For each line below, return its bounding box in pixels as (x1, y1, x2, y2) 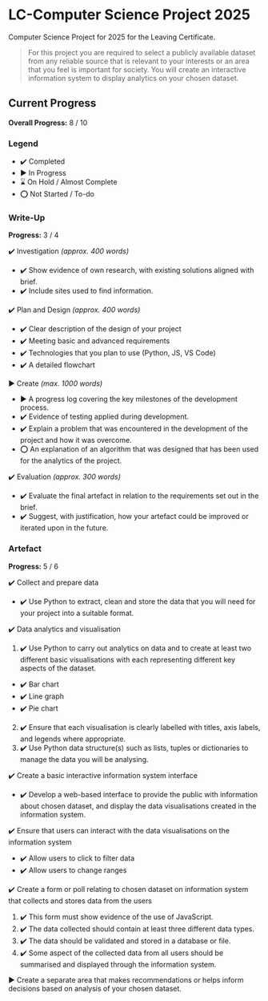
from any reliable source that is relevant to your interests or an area (27, 56, 250, 66)
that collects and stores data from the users (8, 896, 152, 906)
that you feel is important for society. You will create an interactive (27, 64, 246, 74)
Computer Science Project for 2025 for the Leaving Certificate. (8, 32, 216, 42)
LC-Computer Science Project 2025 (8, 6, 250, 24)
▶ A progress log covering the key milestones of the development (19, 395, 238, 404)
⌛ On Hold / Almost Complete (19, 177, 118, 187)
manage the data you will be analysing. (19, 754, 150, 764)
